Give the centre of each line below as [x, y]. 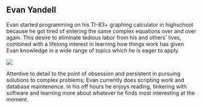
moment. [17, 99]
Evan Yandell [31, 10]
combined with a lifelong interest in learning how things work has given [95, 44]
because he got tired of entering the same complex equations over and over [101, 31]
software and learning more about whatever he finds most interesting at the [101, 93]
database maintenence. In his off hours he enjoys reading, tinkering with [96, 86]
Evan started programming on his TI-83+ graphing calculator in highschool [100, 24]
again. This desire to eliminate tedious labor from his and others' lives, [94, 37]
